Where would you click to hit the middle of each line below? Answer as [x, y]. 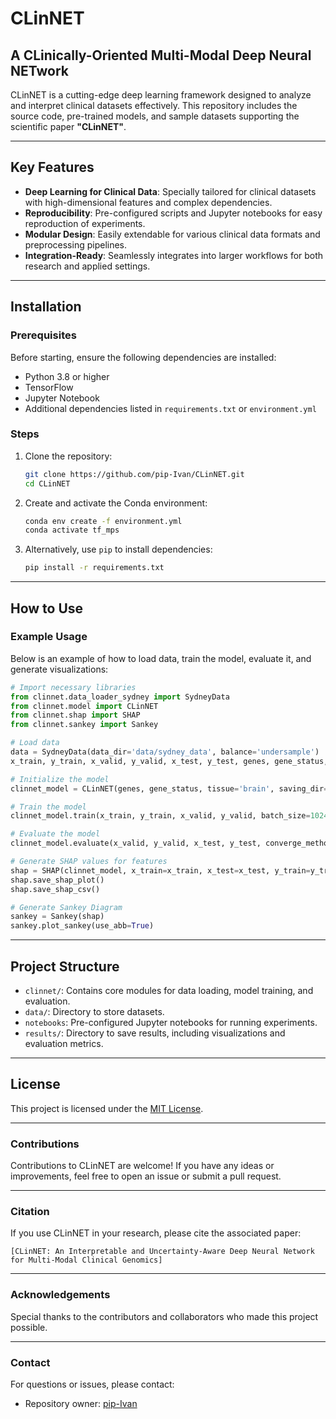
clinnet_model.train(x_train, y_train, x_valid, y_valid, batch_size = [160, 816]
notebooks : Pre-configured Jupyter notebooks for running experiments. [171, 1023]
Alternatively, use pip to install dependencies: [118, 549]
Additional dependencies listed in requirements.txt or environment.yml [170, 408]
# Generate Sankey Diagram [66, 907]
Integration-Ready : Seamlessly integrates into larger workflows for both [174, 255]
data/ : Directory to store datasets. [94, 1012]
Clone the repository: [68, 456]
